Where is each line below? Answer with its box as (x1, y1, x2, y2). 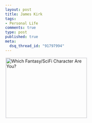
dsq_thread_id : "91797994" (9, 43, 65, 48)
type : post (5, 30, 27, 35)
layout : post (5, 7, 32, 12)
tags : (5, 16, 16, 21)
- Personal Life (5, 20, 38, 26)
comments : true (5, 25, 36, 30)
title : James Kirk (5, 12, 43, 17)
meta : (5, 39, 16, 44)
